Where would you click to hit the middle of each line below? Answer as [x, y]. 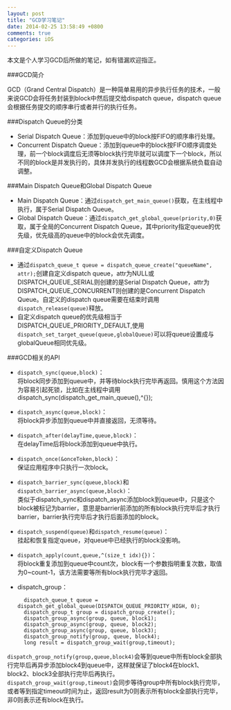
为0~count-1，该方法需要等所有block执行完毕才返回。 [94, 573]
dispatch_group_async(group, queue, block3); [90, 631]
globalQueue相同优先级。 [54, 343]
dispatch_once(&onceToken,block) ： [68, 459]
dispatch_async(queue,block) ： [62, 412]
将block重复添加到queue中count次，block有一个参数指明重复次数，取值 [120, 564]
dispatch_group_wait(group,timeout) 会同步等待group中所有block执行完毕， [115, 683]
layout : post [26, 14]
